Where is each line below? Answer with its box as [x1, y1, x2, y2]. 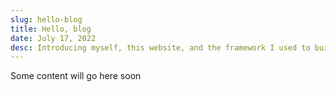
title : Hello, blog [10, 24, 92, 34]
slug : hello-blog [10, 14, 83, 25]
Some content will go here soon [10, 70, 142, 82]
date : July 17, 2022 [10, 33, 97, 43]
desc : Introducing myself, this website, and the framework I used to [10, 42, 311, 53]
